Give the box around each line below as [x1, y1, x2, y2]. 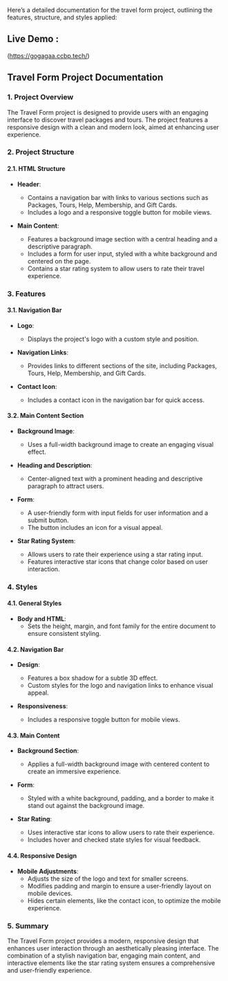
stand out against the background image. [27, 802, 145, 810]
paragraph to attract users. [27, 482, 104, 490]
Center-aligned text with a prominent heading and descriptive [27, 474, 203, 483]
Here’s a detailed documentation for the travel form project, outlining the [7, 6, 213, 14]
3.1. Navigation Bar [7, 306, 62, 314]
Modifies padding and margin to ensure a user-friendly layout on [27, 881, 212, 890]
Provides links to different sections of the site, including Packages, [27, 361, 218, 369]
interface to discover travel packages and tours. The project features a [7, 116, 209, 124]
